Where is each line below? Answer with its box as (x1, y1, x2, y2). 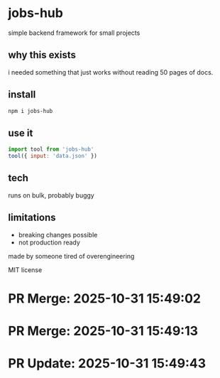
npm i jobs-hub (8, 107, 53, 114)
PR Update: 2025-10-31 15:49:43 (8, 355, 207, 372)
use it (8, 126, 33, 139)
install (8, 89, 36, 101)
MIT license (8, 265, 43, 274)
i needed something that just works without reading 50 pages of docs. (8, 67, 214, 76)
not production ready (18, 238, 81, 247)
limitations (8, 212, 56, 224)
